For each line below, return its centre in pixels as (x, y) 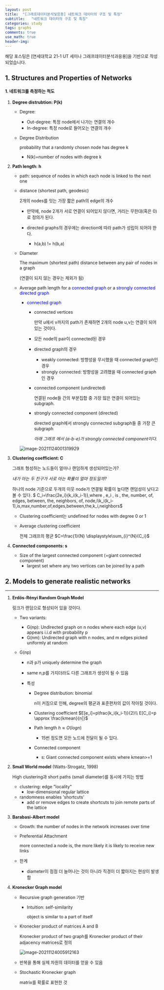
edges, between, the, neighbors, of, (48, 501)
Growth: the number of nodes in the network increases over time (84, 827)
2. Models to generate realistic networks (68, 581)
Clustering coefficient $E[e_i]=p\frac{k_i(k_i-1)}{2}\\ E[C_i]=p (95, 713)
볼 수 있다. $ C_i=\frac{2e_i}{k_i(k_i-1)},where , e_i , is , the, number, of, (83, 495)
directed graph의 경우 (55, 349)
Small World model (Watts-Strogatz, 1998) (55, 767)
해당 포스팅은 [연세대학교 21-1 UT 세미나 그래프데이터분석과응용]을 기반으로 (77, 56)
